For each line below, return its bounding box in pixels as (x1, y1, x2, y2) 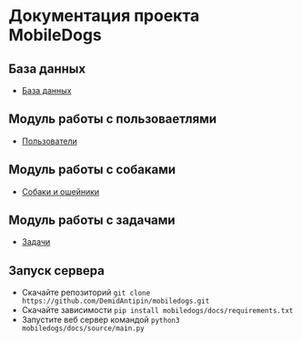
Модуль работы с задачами (8, 213, 176, 228)
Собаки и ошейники (21, 186, 100, 196)
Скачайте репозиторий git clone (21, 287, 151, 298)
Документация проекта (8, 5, 200, 26)
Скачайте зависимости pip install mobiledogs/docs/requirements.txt (21, 305, 294, 316)
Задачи (21, 236, 51, 247)
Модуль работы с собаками (8, 162, 176, 177)
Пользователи (21, 136, 78, 146)
